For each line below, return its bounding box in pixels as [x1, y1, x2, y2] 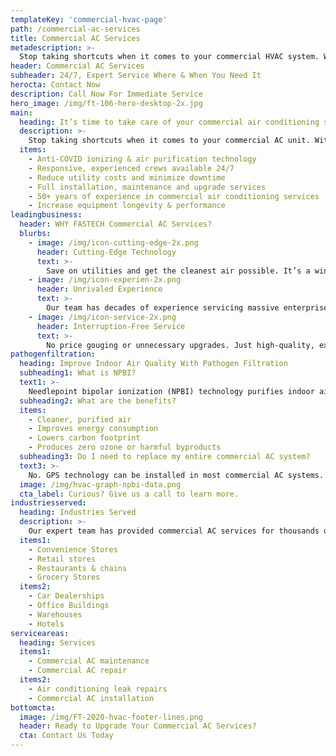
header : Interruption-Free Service [36, 321, 186, 331]
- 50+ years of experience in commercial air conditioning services [28, 191, 320, 201]
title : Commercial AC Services [10, 33, 141, 43]
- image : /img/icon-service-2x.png [28, 312, 177, 322]
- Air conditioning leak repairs [28, 684, 168, 694]
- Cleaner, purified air [28, 414, 132, 425]
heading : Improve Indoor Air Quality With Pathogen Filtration [19, 359, 288, 369]
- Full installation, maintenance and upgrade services [28, 182, 267, 192]
